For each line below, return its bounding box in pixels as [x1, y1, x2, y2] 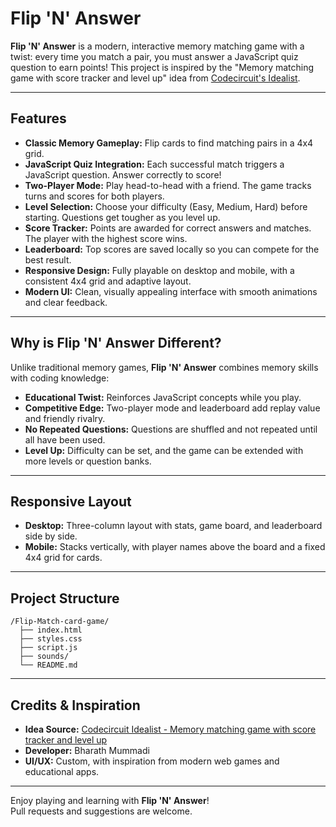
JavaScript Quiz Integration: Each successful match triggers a [24, 158, 285, 170]
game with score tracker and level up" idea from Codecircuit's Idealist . [10, 72, 301, 84]
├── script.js [19, 643, 78, 653]
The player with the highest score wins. [24, 232, 188, 244]
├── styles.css [19, 634, 83, 644]
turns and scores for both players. [24, 190, 165, 202]
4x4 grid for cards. [24, 552, 103, 564]
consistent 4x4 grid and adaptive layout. [24, 275, 192, 287]
